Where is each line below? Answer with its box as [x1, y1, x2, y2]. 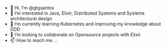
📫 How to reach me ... [10, 37, 58, 43]
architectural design [10, 16, 52, 21]
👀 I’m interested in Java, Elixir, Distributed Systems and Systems [10, 10, 145, 16]
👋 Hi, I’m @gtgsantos [10, 5, 54, 11]
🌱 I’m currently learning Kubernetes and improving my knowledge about [10, 21, 161, 27]
